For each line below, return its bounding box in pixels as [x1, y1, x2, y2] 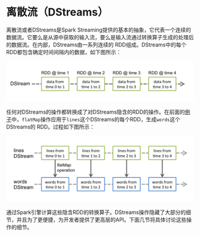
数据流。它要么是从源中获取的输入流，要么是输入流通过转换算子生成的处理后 [6, 33, 194, 40]
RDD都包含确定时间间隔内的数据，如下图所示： [6, 48, 122, 55]
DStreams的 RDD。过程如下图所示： [6, 123, 95, 131]
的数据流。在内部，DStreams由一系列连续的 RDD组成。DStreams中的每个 [6, 41, 187, 48]
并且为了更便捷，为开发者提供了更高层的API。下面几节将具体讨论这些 [16, 216, 187, 224]
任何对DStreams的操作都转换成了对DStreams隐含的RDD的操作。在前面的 [6, 108, 186, 116]
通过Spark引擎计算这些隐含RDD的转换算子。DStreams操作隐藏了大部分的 [6, 209, 186, 216]
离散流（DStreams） [6, 5, 108, 19]
